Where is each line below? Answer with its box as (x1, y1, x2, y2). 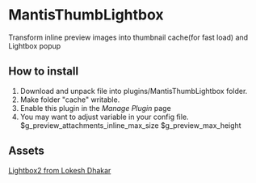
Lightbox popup (8, 40, 61, 50)
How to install (8, 65, 79, 79)
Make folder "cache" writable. (19, 95, 120, 104)
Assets (8, 144, 44, 158)
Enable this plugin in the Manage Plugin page (19, 103, 171, 113)
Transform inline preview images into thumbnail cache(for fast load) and (8, 32, 249, 42)
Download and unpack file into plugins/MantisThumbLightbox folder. (19, 86, 248, 96)
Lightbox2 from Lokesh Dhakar (8, 165, 111, 175)
